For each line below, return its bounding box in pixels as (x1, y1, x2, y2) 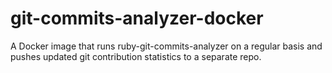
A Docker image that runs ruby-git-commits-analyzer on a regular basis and (10, 40, 323, 52)
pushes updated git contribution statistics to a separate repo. (10, 50, 262, 62)
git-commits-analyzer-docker (10, 7, 264, 30)
